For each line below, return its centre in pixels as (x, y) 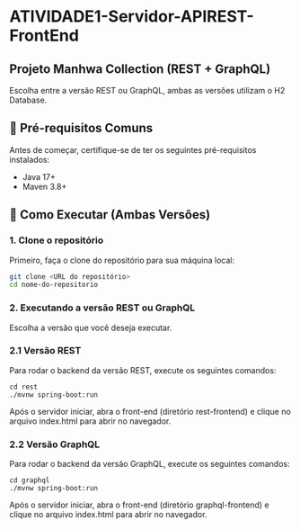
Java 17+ (39, 176)
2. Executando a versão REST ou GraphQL (102, 308)
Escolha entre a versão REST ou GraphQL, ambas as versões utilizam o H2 (147, 90)
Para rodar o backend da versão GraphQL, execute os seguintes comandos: (150, 464)
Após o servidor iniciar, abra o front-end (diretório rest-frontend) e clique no (150, 411)
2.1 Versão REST (45, 351)
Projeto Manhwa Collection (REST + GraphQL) (140, 69)
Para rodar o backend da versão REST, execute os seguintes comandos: (143, 370)
